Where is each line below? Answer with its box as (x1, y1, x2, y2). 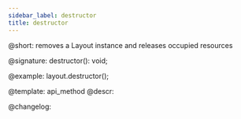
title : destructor (8, 19, 69, 27)
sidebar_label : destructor (8, 11, 97, 20)
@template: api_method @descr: (8, 86, 114, 95)
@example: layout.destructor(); (8, 71, 109, 80)
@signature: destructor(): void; (8, 56, 108, 65)
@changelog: (8, 102, 52, 111)
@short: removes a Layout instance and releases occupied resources (8, 40, 233, 50)
